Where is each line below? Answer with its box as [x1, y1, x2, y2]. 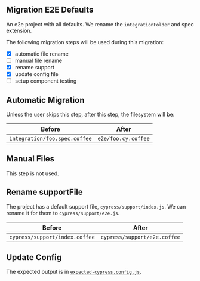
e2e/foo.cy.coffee [97, 135, 150, 142]
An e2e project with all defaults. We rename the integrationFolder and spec [6, 20, 194, 28]
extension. [6, 27, 32, 34]
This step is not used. [6, 170, 59, 177]
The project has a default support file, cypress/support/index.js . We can [6, 203, 186, 210]
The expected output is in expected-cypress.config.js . [6, 268, 141, 276]
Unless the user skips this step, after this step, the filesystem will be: [6, 111, 175, 118]
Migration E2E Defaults [6, 5, 94, 15]
